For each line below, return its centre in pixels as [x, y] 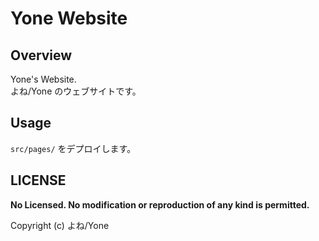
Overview [41, 55]
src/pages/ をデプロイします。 [73, 148]
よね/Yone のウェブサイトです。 [76, 91]
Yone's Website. [43, 79]
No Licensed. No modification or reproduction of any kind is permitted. [160, 204]
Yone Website [69, 18]
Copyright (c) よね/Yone [60, 225]
